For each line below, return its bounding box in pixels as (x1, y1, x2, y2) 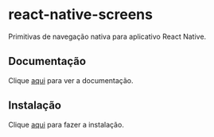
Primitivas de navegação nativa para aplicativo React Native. (8, 32, 207, 41)
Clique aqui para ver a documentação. (8, 75, 134, 85)
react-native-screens (8, 6, 154, 24)
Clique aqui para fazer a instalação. (8, 120, 125, 129)
